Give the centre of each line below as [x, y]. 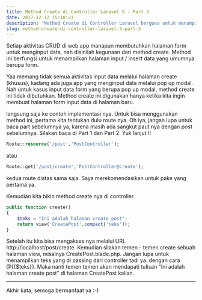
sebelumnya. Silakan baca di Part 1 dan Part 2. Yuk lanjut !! [79, 133]
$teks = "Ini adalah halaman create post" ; [72, 218]
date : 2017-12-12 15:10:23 [40, 17]
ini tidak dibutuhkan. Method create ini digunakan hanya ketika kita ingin [96, 96]
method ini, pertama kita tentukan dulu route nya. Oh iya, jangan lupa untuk [99, 120]
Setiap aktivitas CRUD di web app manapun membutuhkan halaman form [96, 46]
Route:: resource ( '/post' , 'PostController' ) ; [63, 144]
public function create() [38, 207]
